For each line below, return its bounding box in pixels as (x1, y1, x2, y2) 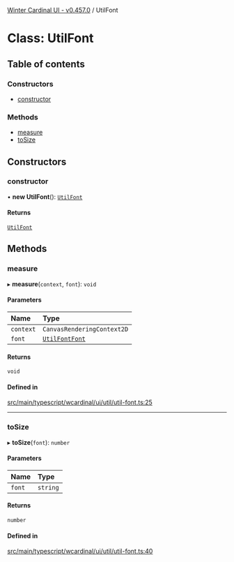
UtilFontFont (42, 334, 86, 343)
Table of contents (7, 58, 85, 70)
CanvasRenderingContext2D (42, 325, 129, 333)
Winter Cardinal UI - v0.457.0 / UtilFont (7, 6, 118, 14)
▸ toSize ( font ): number (7, 438, 70, 446)
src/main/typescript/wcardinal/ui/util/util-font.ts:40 (7, 547, 153, 556)
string (37, 483, 59, 491)
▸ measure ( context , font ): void (7, 279, 97, 288)
